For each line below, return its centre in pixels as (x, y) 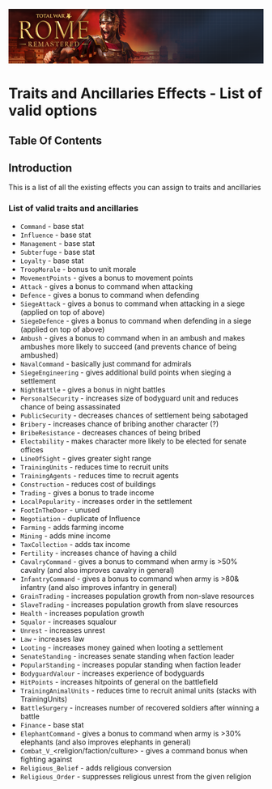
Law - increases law (52, 638)
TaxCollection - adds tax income (75, 544)
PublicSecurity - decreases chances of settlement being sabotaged (134, 415)
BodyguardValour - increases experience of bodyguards (112, 673)
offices (32, 449)
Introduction (40, 168)
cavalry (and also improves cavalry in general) (97, 570)
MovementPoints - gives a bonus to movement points (106, 278)
